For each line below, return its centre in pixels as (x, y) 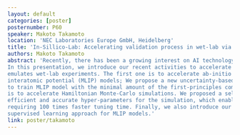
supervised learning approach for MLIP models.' (81, 114)
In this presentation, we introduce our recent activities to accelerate (120, 67)
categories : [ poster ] (40, 21)
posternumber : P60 (35, 27)
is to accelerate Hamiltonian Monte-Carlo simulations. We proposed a (115, 94)
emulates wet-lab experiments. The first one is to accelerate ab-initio (120, 74)
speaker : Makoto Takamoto (46, 34)
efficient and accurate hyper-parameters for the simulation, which (111, 101)
